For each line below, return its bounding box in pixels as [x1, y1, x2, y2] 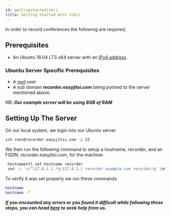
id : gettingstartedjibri [5, 7, 58, 13]
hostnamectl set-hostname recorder [7, 162, 83, 167]
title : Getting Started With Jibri [5, 12, 81, 17]
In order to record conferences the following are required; [5, 26, 126, 32]
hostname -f [5, 190, 31, 195]
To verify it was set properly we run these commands [5, 176, 117, 182]
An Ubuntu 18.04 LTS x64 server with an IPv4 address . [12, 54, 128, 60]
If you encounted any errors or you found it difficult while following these [5, 199, 164, 205]
